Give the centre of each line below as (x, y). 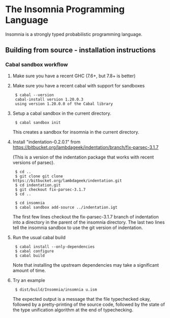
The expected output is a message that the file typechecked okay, (82, 299)
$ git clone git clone (39, 176)
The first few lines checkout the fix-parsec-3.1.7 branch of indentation (86, 216)
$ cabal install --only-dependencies (55, 247)
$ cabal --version (35, 95)
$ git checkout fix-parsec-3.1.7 (50, 189)
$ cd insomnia (30, 203)
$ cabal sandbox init (38, 122)
